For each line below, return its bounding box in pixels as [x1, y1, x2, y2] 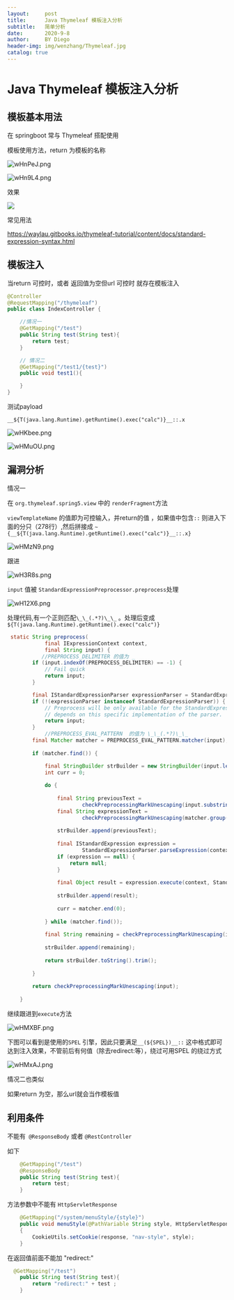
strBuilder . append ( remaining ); [44, 944, 136, 951]
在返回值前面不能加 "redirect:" [7, 1253, 94, 1262]
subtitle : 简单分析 [7, 23, 66, 30]
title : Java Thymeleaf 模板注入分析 [7, 17, 123, 24]
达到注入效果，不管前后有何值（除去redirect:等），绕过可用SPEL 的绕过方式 [7, 1047, 222, 1054]
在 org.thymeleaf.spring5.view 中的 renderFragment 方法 [7, 498, 169, 507]
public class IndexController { [7, 306, 101, 313]
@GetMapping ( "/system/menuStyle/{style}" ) [19, 1214, 145, 1221]
